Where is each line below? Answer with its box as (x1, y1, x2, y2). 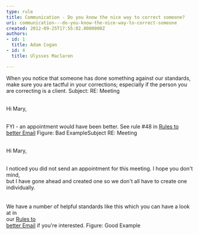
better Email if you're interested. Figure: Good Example (6, 221, 141, 229)
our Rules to (6, 215, 36, 223)
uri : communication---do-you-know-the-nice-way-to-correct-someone (6, 20, 178, 26)
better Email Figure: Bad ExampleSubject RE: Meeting (6, 129, 138, 136)
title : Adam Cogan (11, 42, 58, 48)
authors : (6, 31, 28, 37)
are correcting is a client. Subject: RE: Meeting (6, 87, 120, 94)
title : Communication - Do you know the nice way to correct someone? (6, 14, 185, 20)
